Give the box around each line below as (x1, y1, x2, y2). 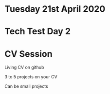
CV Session (4, 48, 53, 59)
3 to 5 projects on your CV (4, 74, 57, 80)
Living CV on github (4, 65, 44, 70)
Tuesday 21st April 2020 (4, 3, 106, 15)
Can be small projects (4, 83, 48, 89)
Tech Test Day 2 (4, 26, 71, 37)
